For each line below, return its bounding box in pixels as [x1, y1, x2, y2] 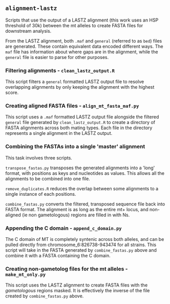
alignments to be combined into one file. [5, 175, 91, 181]
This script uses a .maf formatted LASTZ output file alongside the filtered [5, 114, 159, 120]
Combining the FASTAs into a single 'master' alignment [5, 143, 145, 150]
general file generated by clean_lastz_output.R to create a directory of [5, 119, 155, 126]
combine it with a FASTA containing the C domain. [5, 253, 111, 258]
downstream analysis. [5, 28, 52, 34]
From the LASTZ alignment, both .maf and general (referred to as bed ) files [5, 37, 162, 44]
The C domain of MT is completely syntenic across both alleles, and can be [5, 236, 164, 242]
